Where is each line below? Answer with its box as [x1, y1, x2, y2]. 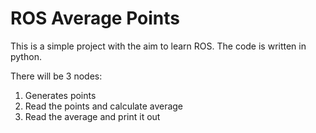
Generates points [24, 89, 97, 101]
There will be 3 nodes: [10, 70, 103, 82]
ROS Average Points [10, 7, 181, 30]
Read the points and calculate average [24, 100, 184, 112]
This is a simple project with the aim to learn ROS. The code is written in [10, 40, 307, 52]
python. [10, 50, 42, 62]
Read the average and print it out [24, 110, 161, 122]
